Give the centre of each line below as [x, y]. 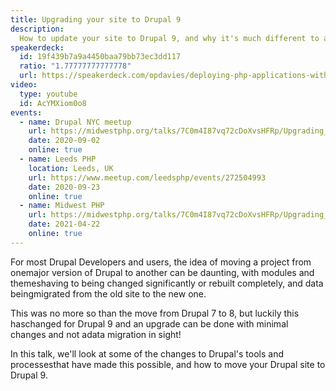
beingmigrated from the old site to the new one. [108, 293]
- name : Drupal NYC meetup [75, 122]
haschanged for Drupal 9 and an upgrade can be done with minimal [149, 323]
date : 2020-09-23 [64, 187]
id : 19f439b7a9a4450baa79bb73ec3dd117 [100, 57]
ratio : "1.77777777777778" [75, 66]
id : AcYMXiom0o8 [53, 103]
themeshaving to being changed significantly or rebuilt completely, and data [167, 283]
